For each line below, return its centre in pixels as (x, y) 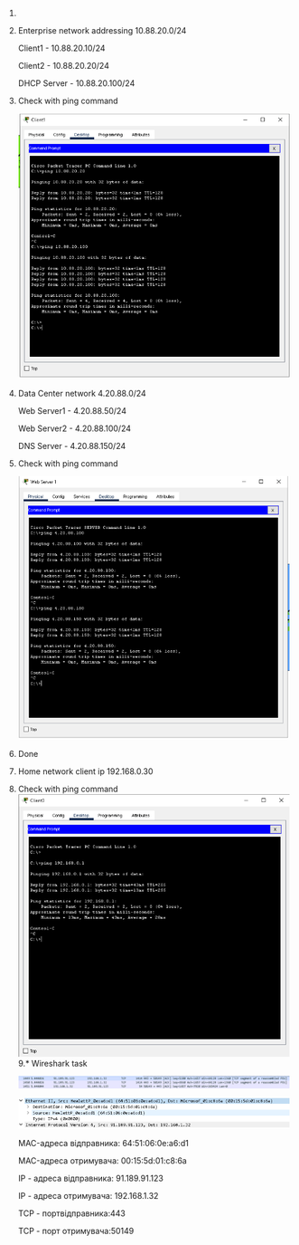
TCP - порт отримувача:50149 (76, 1231)
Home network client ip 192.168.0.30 (85, 771)
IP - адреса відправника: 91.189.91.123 (91, 1178)
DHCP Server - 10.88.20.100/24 (76, 83)
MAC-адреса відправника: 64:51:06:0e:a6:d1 (103, 1144)
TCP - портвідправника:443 (72, 1213)
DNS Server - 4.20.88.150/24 (72, 445)
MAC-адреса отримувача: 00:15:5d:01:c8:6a (102, 1161)
